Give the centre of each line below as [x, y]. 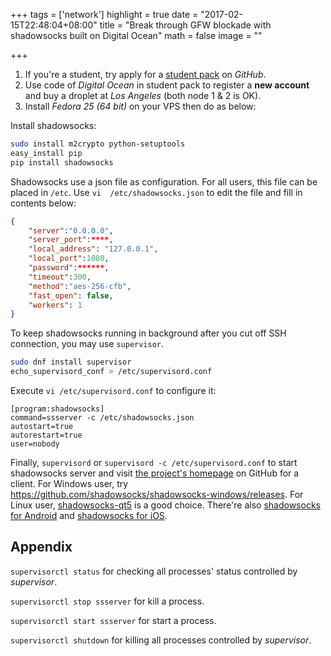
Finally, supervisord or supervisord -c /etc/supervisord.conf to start [154, 462]
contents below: [43, 203]
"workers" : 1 [55, 305]
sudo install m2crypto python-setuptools [98, 144]
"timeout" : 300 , [60, 277]
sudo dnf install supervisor [71, 362]
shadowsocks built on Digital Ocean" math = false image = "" [136, 35]
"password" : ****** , [69, 268]
